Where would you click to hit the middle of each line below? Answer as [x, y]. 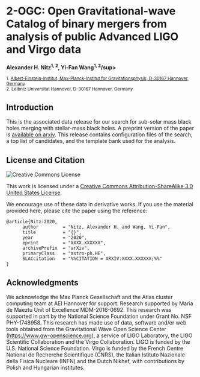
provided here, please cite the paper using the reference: [77, 211]
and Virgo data [44, 50]
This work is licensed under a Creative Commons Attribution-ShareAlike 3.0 [100, 186]
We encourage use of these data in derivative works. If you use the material [100, 204]
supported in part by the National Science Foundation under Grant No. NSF [99, 316]
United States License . [34, 193]
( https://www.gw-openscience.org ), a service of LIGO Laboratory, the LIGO [100, 335]
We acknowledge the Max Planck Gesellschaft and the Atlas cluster [89, 297]
